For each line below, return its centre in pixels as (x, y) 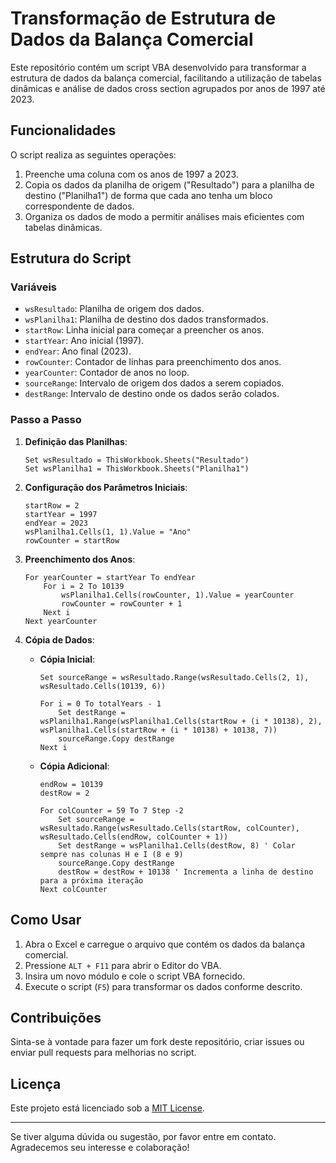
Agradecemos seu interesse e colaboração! (100, 1148)
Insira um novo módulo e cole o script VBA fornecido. (135, 976)
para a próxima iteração (91, 880)
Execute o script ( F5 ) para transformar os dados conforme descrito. (163, 986)
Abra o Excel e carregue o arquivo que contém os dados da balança (165, 944)
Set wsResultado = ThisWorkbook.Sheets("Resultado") (137, 460)
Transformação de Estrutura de (143, 18)
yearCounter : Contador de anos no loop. (107, 373)
